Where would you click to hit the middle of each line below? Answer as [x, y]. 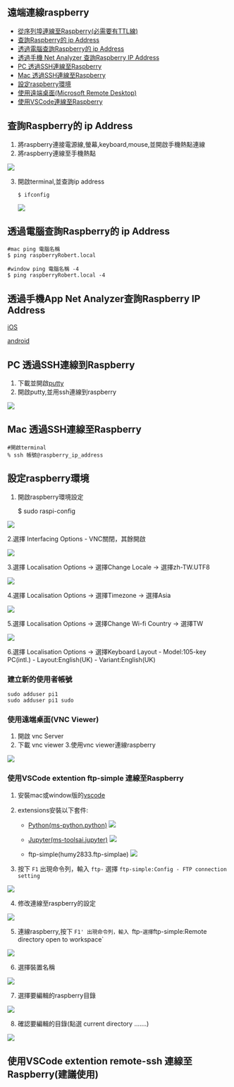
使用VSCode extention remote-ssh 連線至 [100, 1061]
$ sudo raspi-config [47, 511]
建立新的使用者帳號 [40, 679]
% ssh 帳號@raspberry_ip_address [55, 455]
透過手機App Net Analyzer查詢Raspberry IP [104, 299]
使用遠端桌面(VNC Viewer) [53, 719]
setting [29, 876]
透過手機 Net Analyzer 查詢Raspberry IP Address [88, 57]
